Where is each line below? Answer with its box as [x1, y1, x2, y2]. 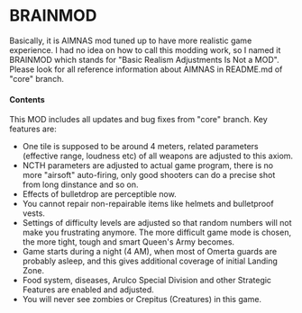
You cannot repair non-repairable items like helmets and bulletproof [22, 199, 274, 210]
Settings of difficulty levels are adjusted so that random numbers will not [22, 218, 292, 228]
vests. [22, 208, 45, 219]
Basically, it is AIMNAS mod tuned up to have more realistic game [9, 35, 252, 46]
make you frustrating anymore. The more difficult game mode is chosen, [22, 227, 291, 238]
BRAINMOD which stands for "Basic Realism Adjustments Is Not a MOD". [9, 54, 279, 65]
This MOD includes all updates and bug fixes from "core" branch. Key [9, 114, 268, 125]
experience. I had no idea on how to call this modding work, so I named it [9, 44, 281, 55]
